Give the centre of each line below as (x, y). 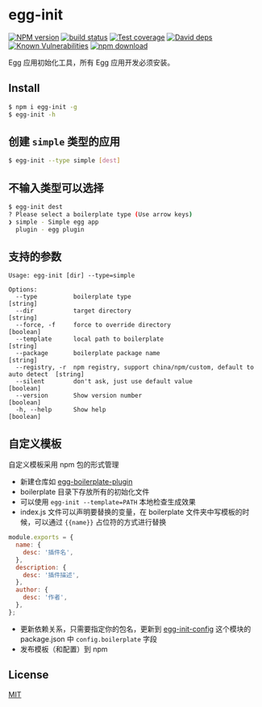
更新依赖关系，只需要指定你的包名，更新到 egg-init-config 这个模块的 (135, 629)
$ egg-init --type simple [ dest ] (64, 161)
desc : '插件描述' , (51, 575)
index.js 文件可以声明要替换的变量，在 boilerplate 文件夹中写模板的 (131, 512)
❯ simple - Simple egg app (54, 222)
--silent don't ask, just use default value (104, 382)
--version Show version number (79, 396)
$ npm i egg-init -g (43, 107)
